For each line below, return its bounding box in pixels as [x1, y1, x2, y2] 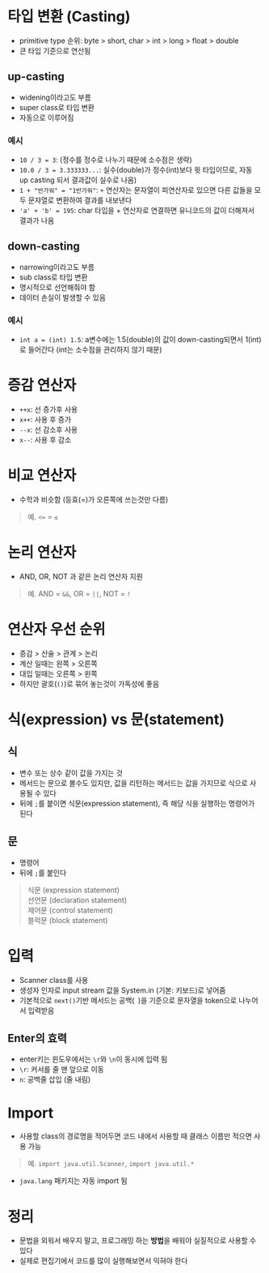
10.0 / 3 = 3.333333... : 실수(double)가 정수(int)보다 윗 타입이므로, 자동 [19, 165, 253, 175]
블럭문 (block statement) [27, 915, 108, 925]
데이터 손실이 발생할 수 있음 [19, 293, 107, 302]
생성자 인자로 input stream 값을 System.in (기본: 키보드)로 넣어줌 [19, 985, 226, 995]
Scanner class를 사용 [19, 975, 89, 985]
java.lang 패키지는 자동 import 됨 [19, 1176, 128, 1185]
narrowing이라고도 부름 [19, 262, 95, 271]
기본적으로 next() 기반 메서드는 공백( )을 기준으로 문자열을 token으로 [19, 995, 237, 1005]
